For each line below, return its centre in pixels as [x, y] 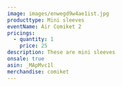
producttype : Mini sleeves [46, 20]
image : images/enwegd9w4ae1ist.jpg [58, 14]
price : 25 [34, 46]
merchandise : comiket [38, 71]
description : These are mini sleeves [61, 53]
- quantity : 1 [33, 40]
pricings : [21, 33]
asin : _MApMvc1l [30, 65]
